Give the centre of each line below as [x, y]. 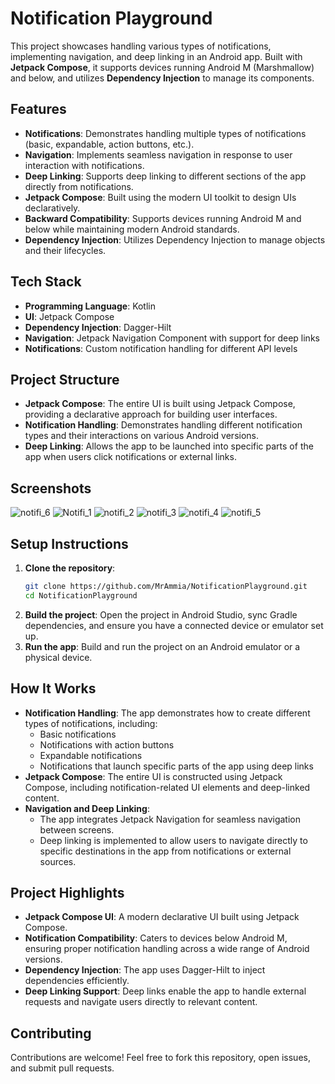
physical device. [58, 657]
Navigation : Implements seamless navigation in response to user [158, 154]
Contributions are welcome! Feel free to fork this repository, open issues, [160, 1058]
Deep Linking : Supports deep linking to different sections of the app [165, 176]
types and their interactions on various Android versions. [141, 436]
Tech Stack [46, 282]
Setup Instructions [69, 543]
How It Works [53, 688]
